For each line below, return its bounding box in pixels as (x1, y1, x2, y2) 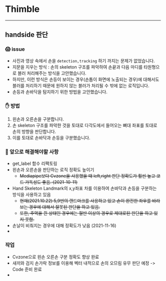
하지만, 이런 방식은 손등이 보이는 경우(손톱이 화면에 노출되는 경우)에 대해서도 (12, 76, 160, 82)
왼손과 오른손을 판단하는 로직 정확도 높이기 (12, 167, 95, 173)
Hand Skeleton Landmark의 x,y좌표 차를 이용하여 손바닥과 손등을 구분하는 (12, 185, 157, 192)
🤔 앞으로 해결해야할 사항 (5, 148, 59, 155)
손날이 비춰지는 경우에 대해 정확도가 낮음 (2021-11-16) (12, 222, 117, 229)
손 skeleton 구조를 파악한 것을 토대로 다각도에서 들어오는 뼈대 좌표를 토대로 (12, 122, 158, 128)
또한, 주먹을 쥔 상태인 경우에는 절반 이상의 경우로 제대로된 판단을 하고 (19, 210, 153, 216)
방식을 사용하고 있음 (12, 192, 51, 198)
